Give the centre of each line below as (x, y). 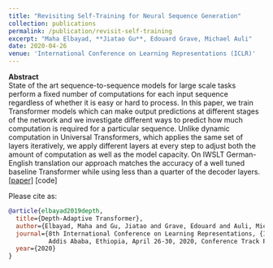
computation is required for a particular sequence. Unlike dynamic (119, 128)
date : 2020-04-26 (38, 46)
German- (241, 154)
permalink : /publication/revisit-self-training (91, 31)
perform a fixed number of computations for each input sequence (119, 94)
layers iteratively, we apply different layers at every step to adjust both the (132, 146)
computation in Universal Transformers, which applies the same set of (126, 137)
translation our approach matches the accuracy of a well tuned (140, 163)
